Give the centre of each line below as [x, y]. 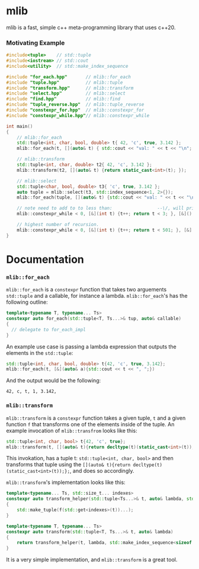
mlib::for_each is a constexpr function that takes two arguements [86, 290]
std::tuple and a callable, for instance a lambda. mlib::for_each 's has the [97, 296]
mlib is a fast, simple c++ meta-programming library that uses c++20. [91, 27]
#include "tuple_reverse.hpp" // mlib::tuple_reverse [75, 105]
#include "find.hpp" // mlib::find [63, 99]
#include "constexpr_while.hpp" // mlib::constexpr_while [78, 115]
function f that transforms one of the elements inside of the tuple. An [90, 424]
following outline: [27, 302]
